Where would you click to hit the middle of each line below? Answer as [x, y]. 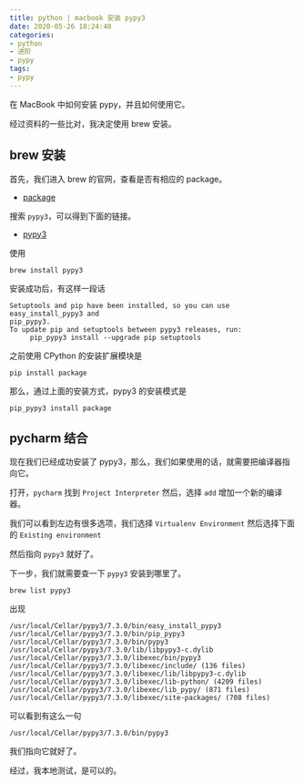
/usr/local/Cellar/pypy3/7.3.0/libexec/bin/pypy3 [106, 658]
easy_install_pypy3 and [55, 314]
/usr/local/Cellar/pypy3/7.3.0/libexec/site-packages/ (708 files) [140, 698]
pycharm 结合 [49, 438]
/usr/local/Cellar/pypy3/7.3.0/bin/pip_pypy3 [97, 634]
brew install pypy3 [46, 270]
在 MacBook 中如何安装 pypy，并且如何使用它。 [100, 104]
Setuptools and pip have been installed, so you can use [120, 305]
